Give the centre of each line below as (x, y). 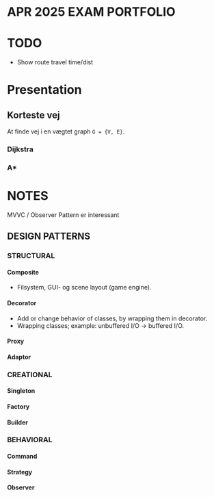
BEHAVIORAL (30, 440)
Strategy (20, 472)
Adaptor (19, 357)
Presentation (44, 90)
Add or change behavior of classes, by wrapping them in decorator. (112, 318)
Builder (18, 422)
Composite (23, 272)
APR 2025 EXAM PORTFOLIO (91, 12)
